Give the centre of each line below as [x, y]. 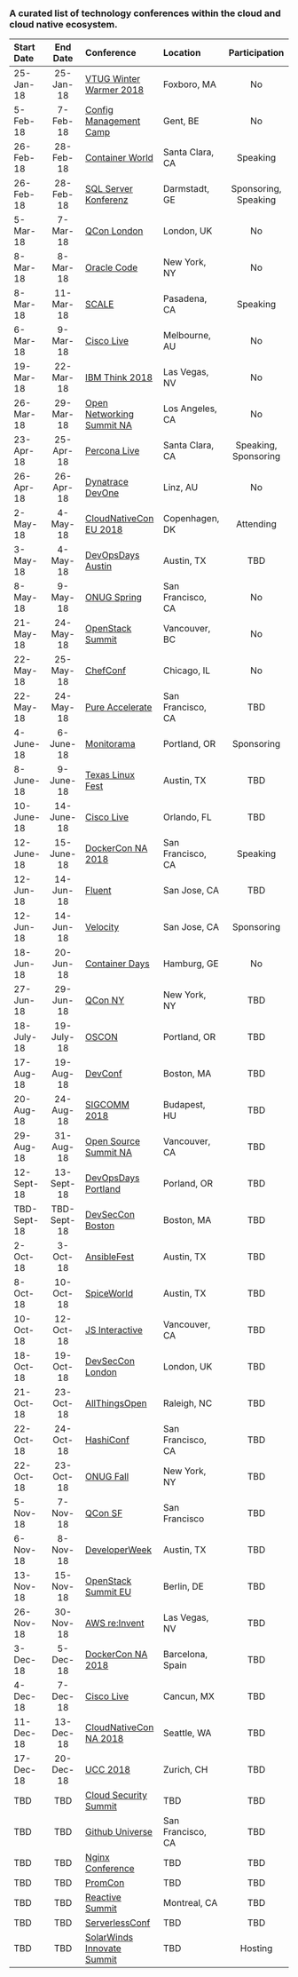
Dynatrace [107, 482]
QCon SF [104, 1513]
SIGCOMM [108, 1105]
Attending [257, 524]
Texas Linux [110, 775]
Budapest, [184, 1105]
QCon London [114, 231]
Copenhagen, [191, 519]
